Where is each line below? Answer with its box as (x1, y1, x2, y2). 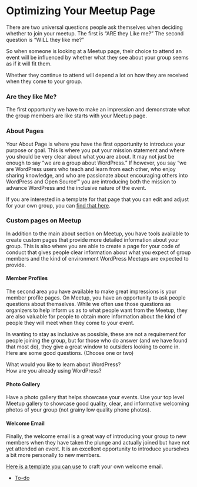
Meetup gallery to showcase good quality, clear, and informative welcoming (6, 400, 190, 407)
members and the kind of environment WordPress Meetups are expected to (6, 255, 189, 262)
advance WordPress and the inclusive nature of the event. (6, 184, 147, 191)
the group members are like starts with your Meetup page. (6, 112, 148, 119)
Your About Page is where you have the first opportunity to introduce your (6, 140, 186, 147)
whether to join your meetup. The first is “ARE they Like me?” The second (6, 29, 184, 37)
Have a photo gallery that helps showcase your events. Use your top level (6, 394, 185, 401)
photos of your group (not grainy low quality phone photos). (6, 406, 151, 413)
